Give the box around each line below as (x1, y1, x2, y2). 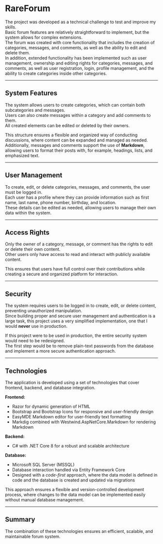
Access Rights (5, 228, 50, 237)
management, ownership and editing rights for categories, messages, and (5, 60, 153, 66)
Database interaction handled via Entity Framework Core (12, 467, 125, 473)
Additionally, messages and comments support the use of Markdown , (5, 142, 145, 148)
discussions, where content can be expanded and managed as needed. (5, 137, 148, 143)
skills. (5, 24, 16, 30)
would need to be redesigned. (5, 338, 65, 344)
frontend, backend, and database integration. (5, 385, 96, 390)
